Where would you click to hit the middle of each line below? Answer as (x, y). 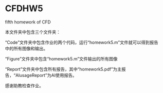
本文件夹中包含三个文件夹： (33, 32)
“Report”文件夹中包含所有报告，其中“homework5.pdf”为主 (63, 69)
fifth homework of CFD (28, 22)
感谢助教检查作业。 (24, 85)
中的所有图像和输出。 (26, 48)
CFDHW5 (24, 9)
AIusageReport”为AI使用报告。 (46, 75)
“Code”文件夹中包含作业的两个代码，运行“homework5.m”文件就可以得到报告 (82, 42)
